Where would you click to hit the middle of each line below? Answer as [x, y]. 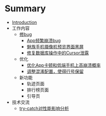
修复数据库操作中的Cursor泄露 [58, 53]
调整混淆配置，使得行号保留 [55, 71]
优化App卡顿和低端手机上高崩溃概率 [64, 65]
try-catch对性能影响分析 [44, 108]
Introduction [24, 22]
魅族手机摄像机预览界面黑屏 [55, 46]
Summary [25, 9]
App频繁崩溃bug [44, 40]
